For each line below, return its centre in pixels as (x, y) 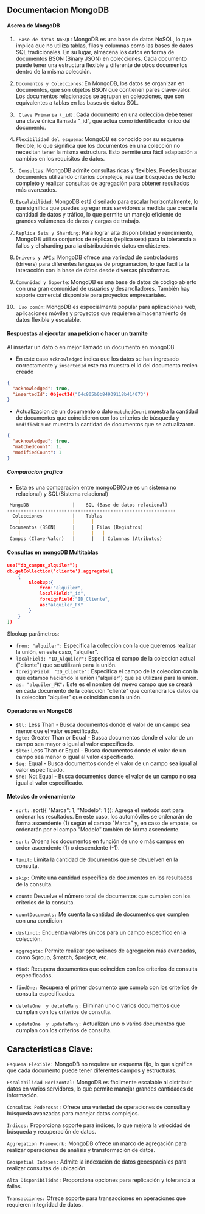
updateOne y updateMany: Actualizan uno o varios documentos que (101, 1024)
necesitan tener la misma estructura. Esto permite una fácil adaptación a (106, 152)
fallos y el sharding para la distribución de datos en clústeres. (93, 245)
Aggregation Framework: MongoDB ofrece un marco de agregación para (97, 1143)
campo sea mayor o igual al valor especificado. (75, 744)
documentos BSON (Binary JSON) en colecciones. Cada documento (101, 58)
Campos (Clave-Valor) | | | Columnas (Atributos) (86, 539)
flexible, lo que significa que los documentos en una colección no (98, 145)
